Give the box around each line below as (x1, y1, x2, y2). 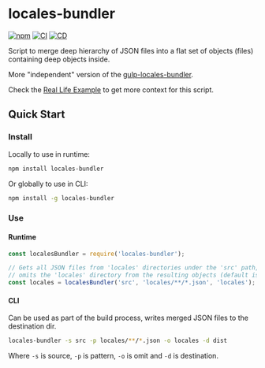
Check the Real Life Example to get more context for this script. (8, 84, 215, 95)
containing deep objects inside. (8, 54, 110, 64)
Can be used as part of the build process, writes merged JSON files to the (8, 313, 248, 323)
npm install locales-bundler (8, 165, 104, 173)
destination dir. (8, 322, 57, 331)
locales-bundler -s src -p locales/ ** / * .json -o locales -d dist (8, 336, 227, 345)
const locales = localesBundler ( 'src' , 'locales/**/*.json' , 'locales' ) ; (8, 279, 256, 287)
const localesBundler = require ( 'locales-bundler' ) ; (8, 250, 185, 258)
